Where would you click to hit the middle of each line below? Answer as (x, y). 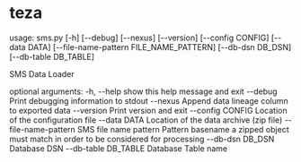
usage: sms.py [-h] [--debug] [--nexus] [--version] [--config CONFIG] (139, 38)
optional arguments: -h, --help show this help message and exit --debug (143, 91)
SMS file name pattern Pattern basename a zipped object (183, 129)
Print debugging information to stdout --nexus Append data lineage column (149, 100)
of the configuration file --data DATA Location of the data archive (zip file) (146, 120)
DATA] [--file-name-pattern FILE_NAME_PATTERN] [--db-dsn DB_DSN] (159, 47)
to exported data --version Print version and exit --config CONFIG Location (148, 110)
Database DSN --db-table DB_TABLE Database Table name (118, 148)
